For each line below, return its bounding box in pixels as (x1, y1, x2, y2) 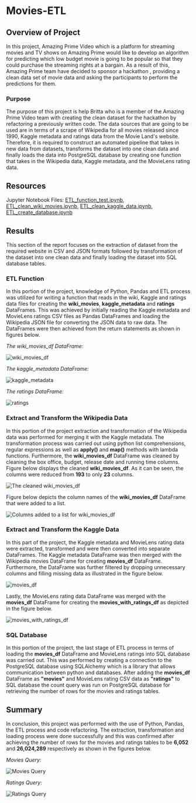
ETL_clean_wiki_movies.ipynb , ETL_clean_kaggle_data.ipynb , (6, 203, 153, 210)
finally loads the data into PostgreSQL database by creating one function (6, 151, 181, 158)
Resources (6, 181, 46, 191)
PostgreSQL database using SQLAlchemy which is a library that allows (6, 663, 176, 670)
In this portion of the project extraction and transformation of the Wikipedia (6, 427, 187, 434)
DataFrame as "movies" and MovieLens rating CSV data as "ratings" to (6, 676, 180, 683)
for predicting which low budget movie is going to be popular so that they (6, 56, 183, 62)
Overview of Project (6, 27, 81, 37)
